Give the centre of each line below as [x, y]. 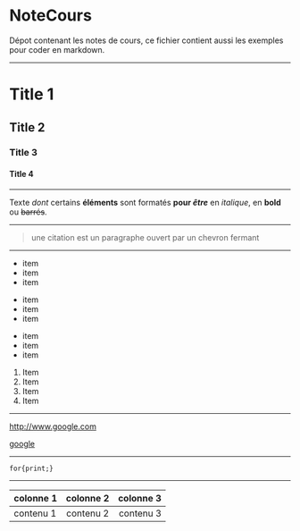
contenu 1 [35, 513]
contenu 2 [88, 513]
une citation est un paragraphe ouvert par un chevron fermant [145, 237]
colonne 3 [140, 498]
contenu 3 [141, 513]
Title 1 [32, 94]
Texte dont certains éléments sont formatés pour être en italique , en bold [145, 202]
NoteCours [50, 16]
